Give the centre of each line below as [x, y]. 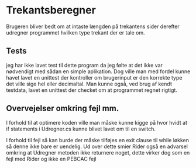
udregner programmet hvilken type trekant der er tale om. [75, 32]
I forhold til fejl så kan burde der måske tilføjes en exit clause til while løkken [97, 140]
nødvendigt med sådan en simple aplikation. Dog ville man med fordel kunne [98, 71]
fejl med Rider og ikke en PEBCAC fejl [51, 159]
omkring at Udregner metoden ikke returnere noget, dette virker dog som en [98, 152]
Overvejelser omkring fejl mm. [63, 109]
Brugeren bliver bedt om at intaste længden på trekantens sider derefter [93, 26]
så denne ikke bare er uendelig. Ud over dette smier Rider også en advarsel [97, 146]
